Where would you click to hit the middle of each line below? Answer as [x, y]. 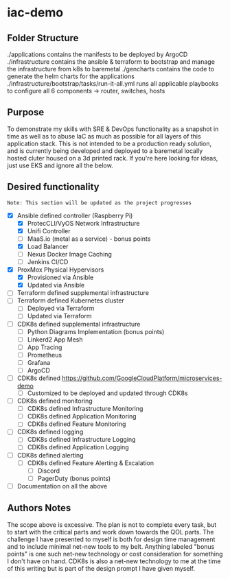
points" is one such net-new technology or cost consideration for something [115, 554]
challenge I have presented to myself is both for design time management [111, 539]
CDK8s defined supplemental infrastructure [79, 324]
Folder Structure [43, 38]
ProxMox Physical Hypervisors [60, 270]
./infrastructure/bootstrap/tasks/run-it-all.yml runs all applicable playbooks [113, 83]
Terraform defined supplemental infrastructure [83, 293]
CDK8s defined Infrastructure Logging [81, 440]
